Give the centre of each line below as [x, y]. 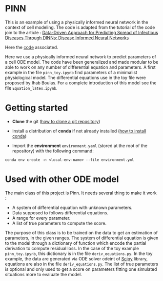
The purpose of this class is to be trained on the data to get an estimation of [81, 232]
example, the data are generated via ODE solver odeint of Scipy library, [76, 258]
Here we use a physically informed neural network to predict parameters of [81, 56]
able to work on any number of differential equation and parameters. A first [81, 67]
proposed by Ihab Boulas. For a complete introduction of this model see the [81, 83]
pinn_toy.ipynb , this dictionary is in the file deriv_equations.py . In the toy [79, 254]
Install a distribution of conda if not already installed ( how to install [79, 131]
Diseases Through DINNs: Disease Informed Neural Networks [67, 38]
